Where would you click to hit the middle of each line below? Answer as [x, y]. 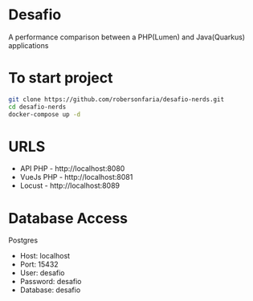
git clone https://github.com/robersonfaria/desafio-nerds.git [116, 99]
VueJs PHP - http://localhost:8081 [76, 177]
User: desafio [42, 273]
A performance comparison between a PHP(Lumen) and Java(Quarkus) [127, 37]
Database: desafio [50, 290]
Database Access [68, 218]
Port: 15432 [39, 264]
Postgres [23, 240]
